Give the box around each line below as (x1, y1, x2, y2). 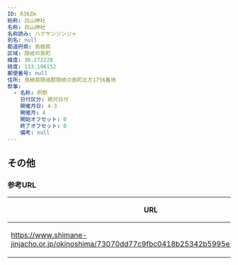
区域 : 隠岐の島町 (7, 50, 51, 57)
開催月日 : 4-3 (20, 103, 58, 110)
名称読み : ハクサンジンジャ (7, 30, 77, 38)
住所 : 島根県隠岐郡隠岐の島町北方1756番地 (7, 76, 117, 84)
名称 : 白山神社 (7, 23, 46, 30)
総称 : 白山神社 (7, 17, 46, 24)
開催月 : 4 (20, 109, 46, 116)
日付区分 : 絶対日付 (20, 96, 69, 103)
